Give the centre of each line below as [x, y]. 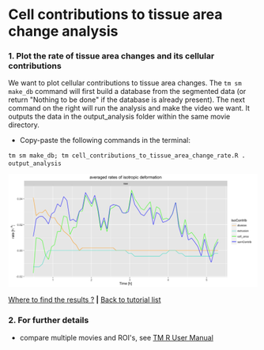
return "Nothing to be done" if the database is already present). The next [126, 100]
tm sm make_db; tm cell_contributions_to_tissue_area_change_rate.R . [127, 156]
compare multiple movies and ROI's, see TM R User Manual [116, 337]
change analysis [63, 31]
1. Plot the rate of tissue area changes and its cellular [111, 56]
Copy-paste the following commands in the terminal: [105, 141]
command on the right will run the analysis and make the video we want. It [129, 108]
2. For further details [49, 320]
